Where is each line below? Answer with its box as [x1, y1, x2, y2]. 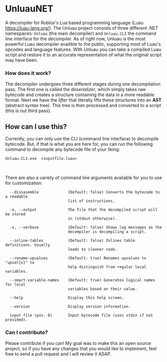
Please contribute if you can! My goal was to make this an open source [5, 340, 151, 346]
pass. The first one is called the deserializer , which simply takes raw [5, 86, 146, 93]
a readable [5, 194, 28, 199]
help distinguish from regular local [67, 264, 146, 269]
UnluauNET [5, 3, 53, 15]
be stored [5, 212, 26, 217]
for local [5, 282, 26, 287]
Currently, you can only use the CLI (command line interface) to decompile [5, 136, 159, 142]
